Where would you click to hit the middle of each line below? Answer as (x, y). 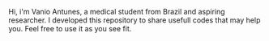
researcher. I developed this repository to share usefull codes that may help (134, 20)
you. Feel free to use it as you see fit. (70, 29)
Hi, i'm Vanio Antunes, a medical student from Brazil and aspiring (117, 12)
